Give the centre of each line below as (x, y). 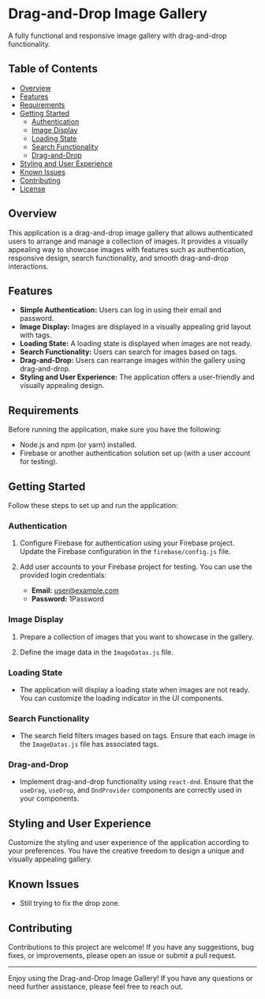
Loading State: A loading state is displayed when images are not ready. (136, 344)
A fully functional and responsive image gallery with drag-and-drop (118, 36)
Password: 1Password (67, 599)
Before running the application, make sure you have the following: (115, 430)
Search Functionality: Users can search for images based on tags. (129, 352)
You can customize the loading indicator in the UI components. (121, 698)
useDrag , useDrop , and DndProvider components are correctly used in (131, 790)
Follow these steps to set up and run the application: (93, 505)
